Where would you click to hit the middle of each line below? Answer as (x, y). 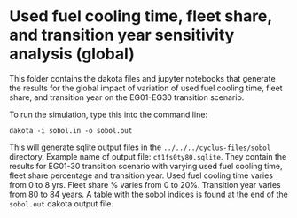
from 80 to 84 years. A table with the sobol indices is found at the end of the (148, 194)
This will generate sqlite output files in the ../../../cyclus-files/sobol (140, 147)
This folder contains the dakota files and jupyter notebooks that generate (143, 78)
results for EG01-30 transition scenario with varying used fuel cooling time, (146, 166)
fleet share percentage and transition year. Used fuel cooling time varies (141, 175)
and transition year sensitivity (122, 35)
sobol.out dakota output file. (61, 203)
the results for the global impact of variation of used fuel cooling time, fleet (146, 88)
